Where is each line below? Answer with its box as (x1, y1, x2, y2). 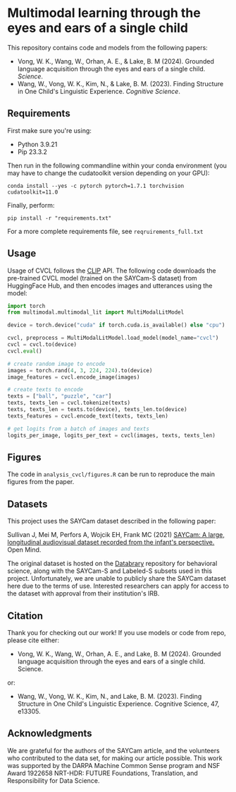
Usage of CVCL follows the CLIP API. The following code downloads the (7, 266, 216, 275)
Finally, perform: (7, 201, 55, 209)
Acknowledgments (7, 728, 93, 740)
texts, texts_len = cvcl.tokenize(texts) (7, 399, 131, 407)
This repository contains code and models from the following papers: (7, 43, 208, 52)
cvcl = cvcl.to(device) (7, 341, 77, 348)
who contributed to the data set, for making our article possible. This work (7, 754, 223, 762)
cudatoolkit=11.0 (7, 189, 58, 196)
